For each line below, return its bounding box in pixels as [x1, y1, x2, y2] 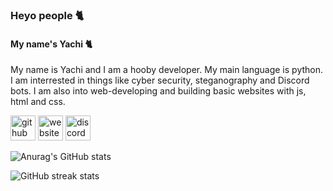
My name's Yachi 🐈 [10, 38, 93, 50]
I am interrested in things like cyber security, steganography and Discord [10, 74, 310, 87]
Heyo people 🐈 [10, 8, 85, 22]
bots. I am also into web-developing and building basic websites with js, [10, 85, 307, 97]
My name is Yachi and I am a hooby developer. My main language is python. [10, 64, 324, 76]
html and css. [10, 96, 66, 108]
